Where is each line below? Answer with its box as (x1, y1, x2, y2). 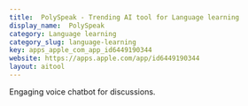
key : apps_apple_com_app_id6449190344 (9, 46, 152, 55)
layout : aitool (9, 63, 66, 72)
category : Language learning (9, 29, 117, 38)
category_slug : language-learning (9, 37, 137, 47)
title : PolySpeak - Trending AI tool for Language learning (9, 12, 240, 22)
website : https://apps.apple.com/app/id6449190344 (9, 54, 200, 63)
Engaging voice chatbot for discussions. (9, 86, 156, 97)
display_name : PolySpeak (9, 21, 105, 30)
